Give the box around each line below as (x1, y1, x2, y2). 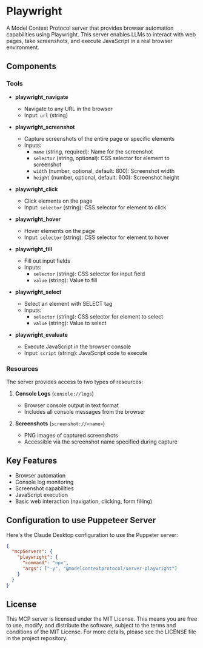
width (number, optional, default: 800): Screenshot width (33, 167, 175, 174)
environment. (6, 44, 39, 51)
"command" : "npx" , (22, 560, 69, 566)
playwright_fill (15, 245, 53, 252)
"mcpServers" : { (12, 548, 53, 555)
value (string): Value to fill (33, 276, 98, 283)
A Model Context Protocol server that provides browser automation (6, 24, 174, 32)
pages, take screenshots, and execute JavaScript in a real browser (6, 37, 173, 44)
